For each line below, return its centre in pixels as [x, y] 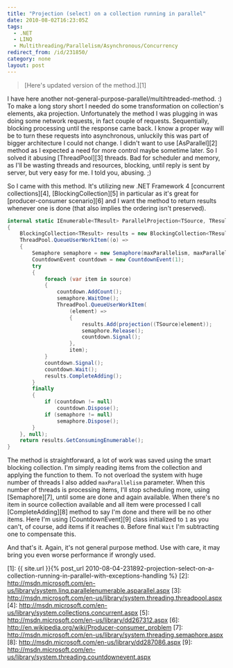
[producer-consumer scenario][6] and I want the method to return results [112, 201]
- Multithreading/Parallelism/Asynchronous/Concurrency [96, 46]
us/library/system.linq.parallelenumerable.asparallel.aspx [88, 591]
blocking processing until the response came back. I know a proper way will [115, 128]
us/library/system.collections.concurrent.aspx [73, 613]
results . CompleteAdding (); [83, 376]
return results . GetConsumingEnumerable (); [82, 441]
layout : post [26, 65]
